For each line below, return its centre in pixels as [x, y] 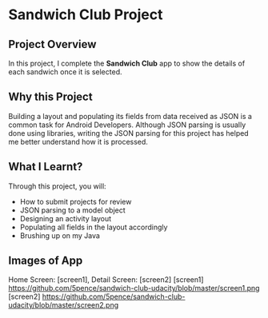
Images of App [46, 261]
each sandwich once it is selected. [65, 72]
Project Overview [52, 44]
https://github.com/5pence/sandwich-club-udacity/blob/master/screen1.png [134, 288]
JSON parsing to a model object [72, 210]
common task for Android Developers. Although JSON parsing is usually [127, 125]
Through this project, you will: [57, 186]
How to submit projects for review [76, 201]
